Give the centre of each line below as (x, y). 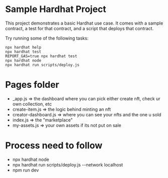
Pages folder (32, 85)
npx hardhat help (23, 47)
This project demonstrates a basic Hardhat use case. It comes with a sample (84, 23)
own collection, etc (32, 104)
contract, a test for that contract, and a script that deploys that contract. (79, 28)
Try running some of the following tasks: (47, 38)
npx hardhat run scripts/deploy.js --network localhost (68, 164)
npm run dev (26, 170)
